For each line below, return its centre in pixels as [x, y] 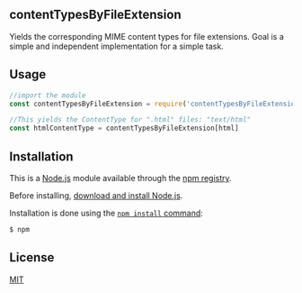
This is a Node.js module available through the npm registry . [120, 178]
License [32, 257]
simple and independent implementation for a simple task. [117, 46]
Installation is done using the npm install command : [107, 213]
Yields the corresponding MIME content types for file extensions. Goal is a [147, 36]
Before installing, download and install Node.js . [96, 195]
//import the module [48, 95]
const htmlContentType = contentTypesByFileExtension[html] [124, 128]
